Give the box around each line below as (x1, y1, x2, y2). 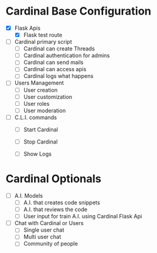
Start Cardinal (23, 126, 58, 133)
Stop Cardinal (23, 138, 58, 145)
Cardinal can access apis (23, 66, 87, 73)
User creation (23, 86, 58, 94)
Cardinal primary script (14, 38, 72, 46)
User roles (23, 100, 50, 107)
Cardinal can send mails (23, 59, 84, 66)
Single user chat (23, 226, 65, 234)
